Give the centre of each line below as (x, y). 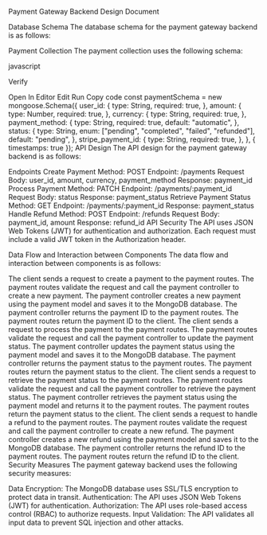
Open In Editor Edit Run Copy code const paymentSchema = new (115, 97)
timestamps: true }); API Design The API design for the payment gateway (128, 148)
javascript (25, 66)
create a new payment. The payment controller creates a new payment (125, 295)
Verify (18, 82)
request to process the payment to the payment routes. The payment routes (133, 329)
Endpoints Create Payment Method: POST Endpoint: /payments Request (126, 172)
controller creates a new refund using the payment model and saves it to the (133, 439)
